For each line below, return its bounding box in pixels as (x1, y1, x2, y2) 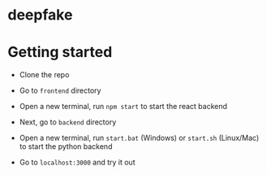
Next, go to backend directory (19, 117, 117, 127)
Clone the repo (19, 70, 70, 80)
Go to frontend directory (19, 85, 101, 95)
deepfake (7, 6, 73, 24)
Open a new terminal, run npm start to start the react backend (19, 102, 228, 112)
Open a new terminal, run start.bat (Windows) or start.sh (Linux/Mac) (19, 133, 260, 143)
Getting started (7, 43, 113, 62)
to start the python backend (19, 142, 113, 151)
